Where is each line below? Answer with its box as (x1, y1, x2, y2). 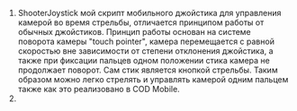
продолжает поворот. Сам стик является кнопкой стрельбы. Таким (17, 64, 278, 75)
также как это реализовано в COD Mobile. (17, 84, 180, 94)
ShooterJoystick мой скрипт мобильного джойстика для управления (17, 8, 282, 18)
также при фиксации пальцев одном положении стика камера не (17, 55, 270, 65)
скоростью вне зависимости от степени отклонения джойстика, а (17, 46, 274, 56)
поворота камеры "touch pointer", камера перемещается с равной (17, 36, 274, 47)
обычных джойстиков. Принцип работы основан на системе (17, 27, 252, 37)
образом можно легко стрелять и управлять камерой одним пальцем (17, 74, 289, 84)
